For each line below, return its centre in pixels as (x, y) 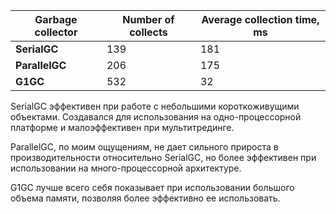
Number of (148, 19)
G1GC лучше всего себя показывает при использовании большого (152, 187)
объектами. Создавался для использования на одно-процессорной (156, 117)
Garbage (56, 19)
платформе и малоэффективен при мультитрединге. (122, 127)
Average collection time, (260, 19)
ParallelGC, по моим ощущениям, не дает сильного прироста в (144, 147)
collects (148, 32)
